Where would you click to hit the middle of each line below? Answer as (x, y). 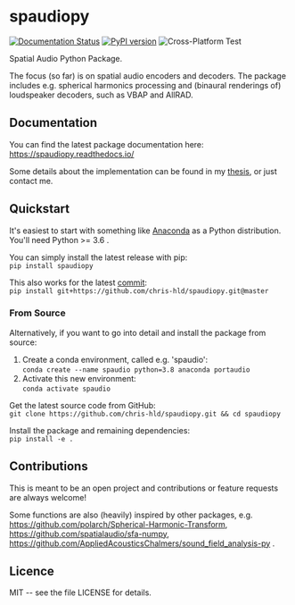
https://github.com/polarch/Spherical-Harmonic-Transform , (119, 524)
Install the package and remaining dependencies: (99, 430)
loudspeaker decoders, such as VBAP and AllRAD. (101, 95)
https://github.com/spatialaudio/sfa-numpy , (89, 534)
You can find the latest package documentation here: (107, 144)
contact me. (31, 181)
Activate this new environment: (79, 378)
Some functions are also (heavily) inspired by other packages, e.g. (131, 515)
